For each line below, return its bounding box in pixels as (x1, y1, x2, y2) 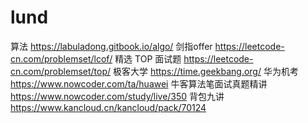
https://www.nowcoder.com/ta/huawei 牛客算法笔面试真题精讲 (10, 77, 268, 90)
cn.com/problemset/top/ (10, 65, 112, 77)
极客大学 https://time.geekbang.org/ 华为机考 (112, 65, 299, 77)
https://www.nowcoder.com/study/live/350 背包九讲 (10, 90, 225, 102)
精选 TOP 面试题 (114, 52, 182, 65)
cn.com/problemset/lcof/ (10, 52, 113, 65)
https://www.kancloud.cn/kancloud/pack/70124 (10, 101, 207, 113)
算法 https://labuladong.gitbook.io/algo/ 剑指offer (10, 40, 213, 52)
